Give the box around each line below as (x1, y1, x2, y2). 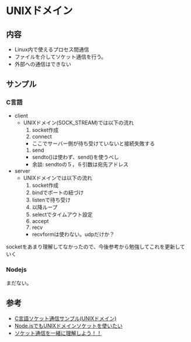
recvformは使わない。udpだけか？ (32, 231, 115, 238)
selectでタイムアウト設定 (32, 211, 93, 218)
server (14, 167, 30, 175)
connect (32, 133, 53, 140)
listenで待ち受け (32, 196, 71, 203)
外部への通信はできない (14, 61, 71, 67)
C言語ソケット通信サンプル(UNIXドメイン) (14, 314, 117, 322)
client (14, 112, 28, 119)
